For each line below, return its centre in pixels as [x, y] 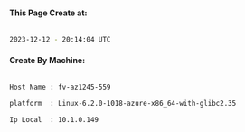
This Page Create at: [48, 13]
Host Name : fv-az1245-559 [60, 87]
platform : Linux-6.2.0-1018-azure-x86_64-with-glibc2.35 [123, 104]
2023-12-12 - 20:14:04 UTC [60, 40]
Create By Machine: [47, 60]
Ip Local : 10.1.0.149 [54, 120]
